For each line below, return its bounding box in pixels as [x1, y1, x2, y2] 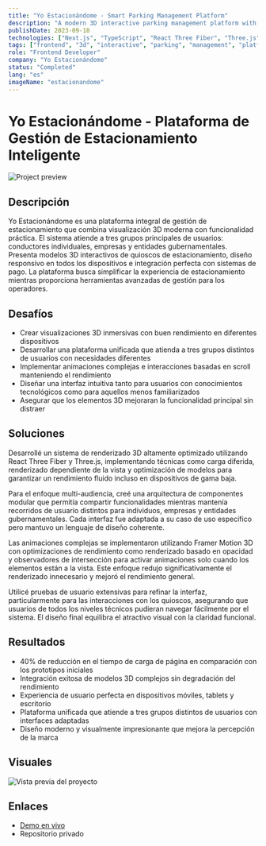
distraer [19, 404, 46, 414]
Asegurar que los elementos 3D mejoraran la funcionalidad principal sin [19, 396, 253, 405]
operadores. [8, 284, 48, 294]
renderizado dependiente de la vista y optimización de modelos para [8, 465, 232, 474]
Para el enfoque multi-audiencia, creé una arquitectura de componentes [8, 489, 244, 498]
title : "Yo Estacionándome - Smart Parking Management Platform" [8, 11, 228, 20]
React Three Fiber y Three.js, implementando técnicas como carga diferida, [8, 456, 255, 465]
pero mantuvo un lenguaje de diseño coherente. [8, 522, 165, 532]
